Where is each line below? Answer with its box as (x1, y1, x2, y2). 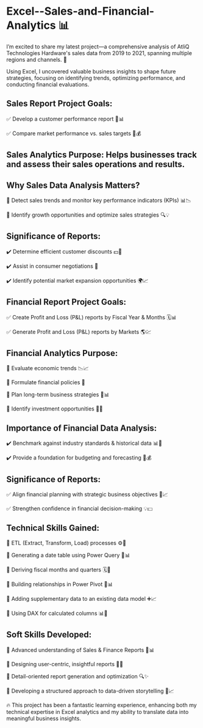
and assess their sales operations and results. (6, 159, 185, 169)
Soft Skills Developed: (6, 630, 92, 640)
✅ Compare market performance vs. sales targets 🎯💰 (6, 130, 141, 137)
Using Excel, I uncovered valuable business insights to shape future (6, 67, 176, 75)
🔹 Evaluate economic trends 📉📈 (6, 365, 90, 372)
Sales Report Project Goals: (6, 98, 113, 109)
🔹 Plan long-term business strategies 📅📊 (6, 391, 110, 398)
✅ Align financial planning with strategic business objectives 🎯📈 (6, 491, 168, 498)
